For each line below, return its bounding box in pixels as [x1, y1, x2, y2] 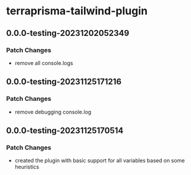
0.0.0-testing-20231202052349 [6, 28, 130, 38]
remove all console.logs [14, 59, 73, 66]
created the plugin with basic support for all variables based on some [14, 157, 185, 164]
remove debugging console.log [14, 108, 92, 115]
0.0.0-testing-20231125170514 [6, 125, 124, 136]
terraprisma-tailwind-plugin [6, 4, 148, 18]
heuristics [14, 163, 40, 171]
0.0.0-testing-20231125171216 [6, 76, 122, 87]
